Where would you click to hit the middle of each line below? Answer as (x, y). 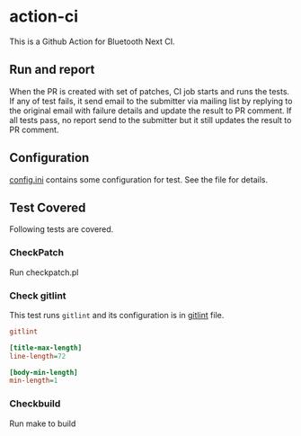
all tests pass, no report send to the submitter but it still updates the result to (150, 120)
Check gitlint (38, 296)
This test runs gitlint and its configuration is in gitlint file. (117, 315)
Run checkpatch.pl (44, 272)
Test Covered (48, 207)
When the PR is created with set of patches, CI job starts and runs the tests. (150, 91)
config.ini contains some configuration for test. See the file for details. (138, 179)
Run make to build (43, 423)
